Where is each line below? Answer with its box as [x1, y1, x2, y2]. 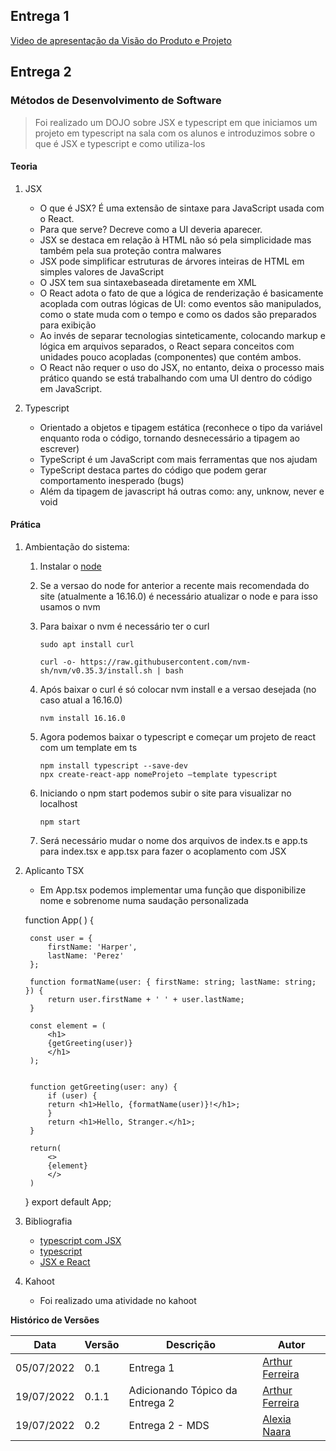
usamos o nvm [39, 600, 101, 613]
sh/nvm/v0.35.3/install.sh [39, 665, 153, 676]
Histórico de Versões [10, 1314, 100, 1326]
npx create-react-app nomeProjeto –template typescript [39, 769, 278, 779]
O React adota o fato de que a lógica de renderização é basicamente [39, 287, 324, 299]
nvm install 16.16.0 [39, 713, 126, 723]
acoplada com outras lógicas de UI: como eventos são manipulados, [39, 297, 322, 309]
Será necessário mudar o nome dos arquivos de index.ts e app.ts [39, 834, 308, 846]
